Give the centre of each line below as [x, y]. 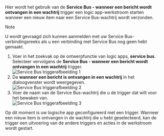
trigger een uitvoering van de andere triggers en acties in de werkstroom [79, 123]
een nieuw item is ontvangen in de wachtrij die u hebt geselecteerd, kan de [81, 118]
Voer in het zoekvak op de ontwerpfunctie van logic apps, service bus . [84, 56]
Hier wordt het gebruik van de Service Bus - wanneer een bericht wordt [78, 7]
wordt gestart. [19, 128]
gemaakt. [15, 47]
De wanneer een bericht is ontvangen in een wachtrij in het [73, 77]
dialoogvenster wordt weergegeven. [49, 82]
